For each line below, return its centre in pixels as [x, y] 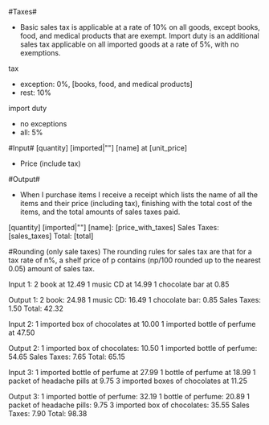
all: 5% [31, 132]
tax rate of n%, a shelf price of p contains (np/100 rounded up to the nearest [134, 260]
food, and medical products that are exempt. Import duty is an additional [139, 36]
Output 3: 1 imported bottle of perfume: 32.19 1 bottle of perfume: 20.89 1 [129, 396]
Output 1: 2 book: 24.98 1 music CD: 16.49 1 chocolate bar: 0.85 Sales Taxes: [134, 300]
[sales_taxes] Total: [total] [51, 236]
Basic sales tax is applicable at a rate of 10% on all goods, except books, [140, 27]
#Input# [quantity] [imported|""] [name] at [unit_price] [98, 148]
